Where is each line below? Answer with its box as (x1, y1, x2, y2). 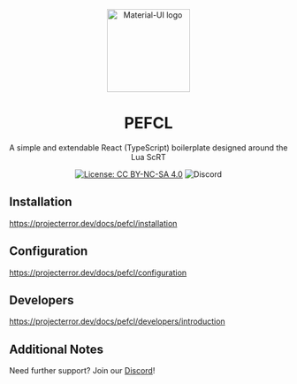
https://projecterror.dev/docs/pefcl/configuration (9, 267, 187, 278)
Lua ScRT (131, 151, 166, 162)
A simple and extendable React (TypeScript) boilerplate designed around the (9, 142, 288, 153)
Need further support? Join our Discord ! (9, 365, 156, 376)
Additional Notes (9, 342, 104, 357)
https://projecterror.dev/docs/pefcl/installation (9, 218, 178, 228)
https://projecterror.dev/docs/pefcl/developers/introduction (9, 316, 225, 326)
